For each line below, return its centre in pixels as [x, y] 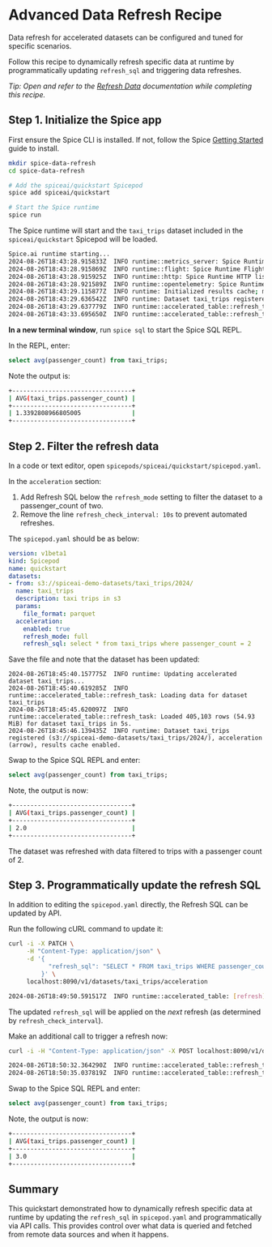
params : [29, 606]
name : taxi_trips [45, 591]
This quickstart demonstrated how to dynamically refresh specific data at [130, 1209]
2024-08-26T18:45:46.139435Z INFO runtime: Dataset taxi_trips [119, 731]
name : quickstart [38, 568]
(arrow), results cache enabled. [65, 745]
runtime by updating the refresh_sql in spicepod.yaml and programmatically [135, 1217]
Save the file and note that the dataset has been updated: [104, 659]
